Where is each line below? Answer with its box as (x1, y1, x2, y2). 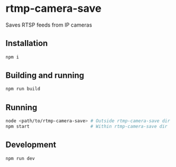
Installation (5, 38, 48, 48)
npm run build (5, 86, 41, 92)
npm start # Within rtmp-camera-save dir (5, 123, 168, 129)
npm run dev (5, 155, 35, 161)
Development (5, 140, 57, 150)
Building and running (5, 70, 84, 81)
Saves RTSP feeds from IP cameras (5, 21, 92, 28)
